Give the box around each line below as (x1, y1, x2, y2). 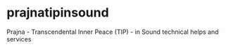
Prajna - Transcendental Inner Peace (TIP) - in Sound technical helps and (6, 28, 219, 36)
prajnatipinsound (6, 5, 110, 21)
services (6, 35, 32, 43)
